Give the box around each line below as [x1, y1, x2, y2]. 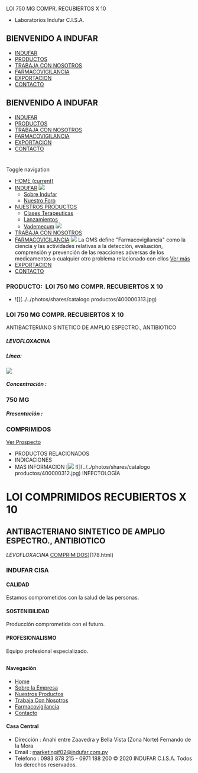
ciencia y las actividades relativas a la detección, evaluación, [14, 242, 163, 249]
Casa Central [6, 723, 39, 730]
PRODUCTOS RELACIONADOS [14, 450, 90, 458]
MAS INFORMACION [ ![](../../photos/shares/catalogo [14, 463, 151, 471]
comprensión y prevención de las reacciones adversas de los [14, 249, 164, 256]
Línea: [6, 352, 22, 360]
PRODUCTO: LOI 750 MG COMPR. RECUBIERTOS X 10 [6, 282, 164, 291]
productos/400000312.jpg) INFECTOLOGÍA [14, 470, 121, 477]
